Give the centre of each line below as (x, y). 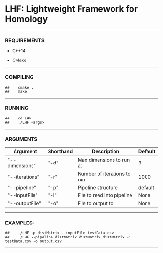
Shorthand (60, 152)
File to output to (95, 203)
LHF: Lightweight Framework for (72, 9)
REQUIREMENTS (25, 40)
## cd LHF (18, 118)
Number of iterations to (104, 174)
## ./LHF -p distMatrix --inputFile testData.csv (59, 233)
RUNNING (17, 108)
